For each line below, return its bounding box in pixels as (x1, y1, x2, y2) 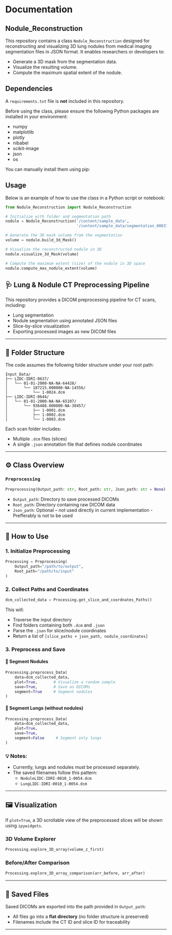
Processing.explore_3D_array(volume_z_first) (5, 847, 104, 852)
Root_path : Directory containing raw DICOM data (12, 501, 115, 507)
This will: (5, 607, 24, 613)
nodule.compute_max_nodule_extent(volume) (5, 266, 97, 271)
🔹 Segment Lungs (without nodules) (5, 705, 83, 711)
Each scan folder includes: (5, 426, 61, 432)
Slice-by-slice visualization (12, 323, 70, 329)
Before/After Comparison (5, 859, 70, 866)
